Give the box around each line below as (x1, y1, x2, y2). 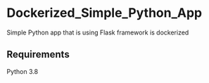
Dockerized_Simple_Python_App (6, 5, 202, 21)
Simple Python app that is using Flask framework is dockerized (6, 28, 189, 37)
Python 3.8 (6, 67, 39, 75)
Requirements (6, 49, 70, 60)
